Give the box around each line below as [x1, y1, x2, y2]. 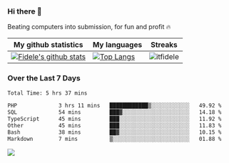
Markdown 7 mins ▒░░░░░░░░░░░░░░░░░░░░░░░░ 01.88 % [7, 135, 222, 142]
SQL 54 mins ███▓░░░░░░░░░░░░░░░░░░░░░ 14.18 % [7, 109, 222, 116]
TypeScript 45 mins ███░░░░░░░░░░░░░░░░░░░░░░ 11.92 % [7, 115, 222, 123]
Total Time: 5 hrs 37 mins [7, 89, 88, 97]
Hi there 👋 [7, 6, 43, 16]
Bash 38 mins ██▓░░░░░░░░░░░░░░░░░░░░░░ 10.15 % [7, 128, 222, 136]
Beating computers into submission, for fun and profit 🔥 [7, 23, 171, 31]
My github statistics [13, 40, 83, 50]
